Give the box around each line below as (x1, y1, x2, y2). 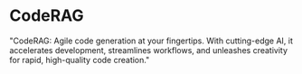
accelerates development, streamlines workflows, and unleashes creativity (9, 44, 288, 55)
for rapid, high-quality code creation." (9, 54, 150, 65)
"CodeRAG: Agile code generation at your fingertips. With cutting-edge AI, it (9, 35, 294, 46)
